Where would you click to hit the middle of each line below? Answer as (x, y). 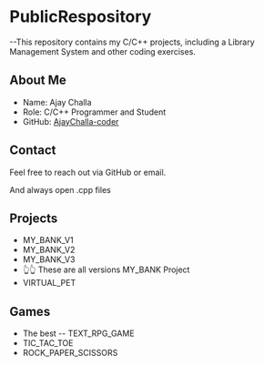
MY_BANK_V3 (49, 259)
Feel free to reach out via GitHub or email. (88, 172)
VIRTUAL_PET (49, 283)
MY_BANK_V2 (49, 250)
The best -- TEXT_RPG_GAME (78, 333)
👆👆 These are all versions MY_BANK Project (106, 269)
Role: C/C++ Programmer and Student (94, 112)
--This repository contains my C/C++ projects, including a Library (132, 42)
